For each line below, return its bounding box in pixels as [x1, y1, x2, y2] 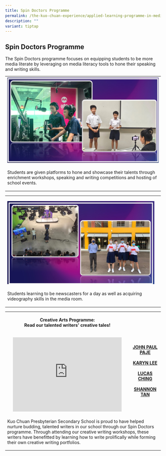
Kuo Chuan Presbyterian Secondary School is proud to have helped [7, 418, 144, 424]
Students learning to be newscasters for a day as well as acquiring [7, 291, 142, 297]
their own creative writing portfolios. [7, 439, 81, 445]
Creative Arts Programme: [40, 317, 95, 323]
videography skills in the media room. [7, 296, 83, 302]
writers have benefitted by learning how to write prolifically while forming [7, 434, 156, 440]
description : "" [5, 18, 39, 23]
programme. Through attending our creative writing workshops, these [7, 429, 149, 435]
